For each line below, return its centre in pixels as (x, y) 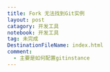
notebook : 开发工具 (33, 33)
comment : (20, 52)
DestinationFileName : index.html (55, 45)
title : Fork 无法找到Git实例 (46, 13)
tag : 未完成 (23, 39)
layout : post (26, 20)
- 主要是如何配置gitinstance (52, 58)
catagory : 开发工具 (33, 26)
